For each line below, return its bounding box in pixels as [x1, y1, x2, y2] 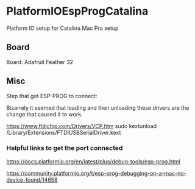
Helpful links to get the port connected [6, 144, 123, 152]
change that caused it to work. [6, 110, 83, 118]
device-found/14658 [6, 176, 58, 184]
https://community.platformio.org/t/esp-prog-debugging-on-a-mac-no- [6, 169, 187, 177]
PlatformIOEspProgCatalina [6, 4, 149, 18]
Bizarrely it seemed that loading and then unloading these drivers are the [6, 104, 190, 111]
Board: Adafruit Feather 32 [6, 58, 74, 65]
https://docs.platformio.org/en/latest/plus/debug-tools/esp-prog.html [6, 157, 181, 165]
